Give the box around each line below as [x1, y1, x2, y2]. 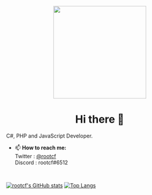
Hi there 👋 [75, 113, 125, 126]
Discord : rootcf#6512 [14, 159, 68, 166]
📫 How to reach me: [14, 144, 66, 151]
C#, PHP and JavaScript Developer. [6, 132, 93, 139]
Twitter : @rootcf [14, 152, 56, 159]
